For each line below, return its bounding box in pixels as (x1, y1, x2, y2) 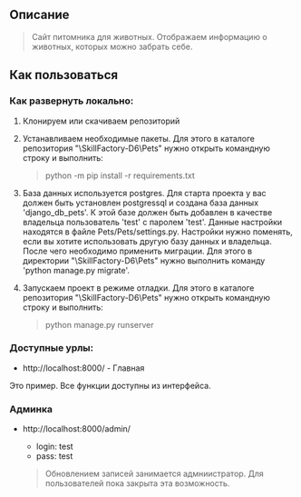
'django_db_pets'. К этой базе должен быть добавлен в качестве (22, 206, 273, 217)
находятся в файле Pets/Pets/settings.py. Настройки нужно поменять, (22, 226, 293, 237)
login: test (35, 441, 74, 452)
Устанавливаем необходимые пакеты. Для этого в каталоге (22, 133, 256, 144)
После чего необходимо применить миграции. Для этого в (22, 245, 252, 256)
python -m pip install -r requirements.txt (44, 170, 195, 181)
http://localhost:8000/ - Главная (22, 363, 145, 373)
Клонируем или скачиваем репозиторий (22, 115, 180, 126)
